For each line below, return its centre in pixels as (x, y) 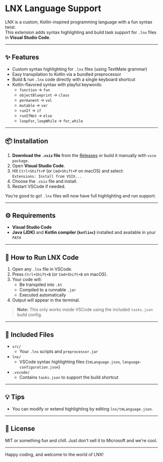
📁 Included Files (30, 334)
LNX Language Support (53, 9)
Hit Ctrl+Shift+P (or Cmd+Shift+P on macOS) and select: (68, 171)
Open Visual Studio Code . (39, 165)
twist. (10, 27)
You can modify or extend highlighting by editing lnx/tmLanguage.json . (82, 409)
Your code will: (27, 280)
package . (20, 160)
